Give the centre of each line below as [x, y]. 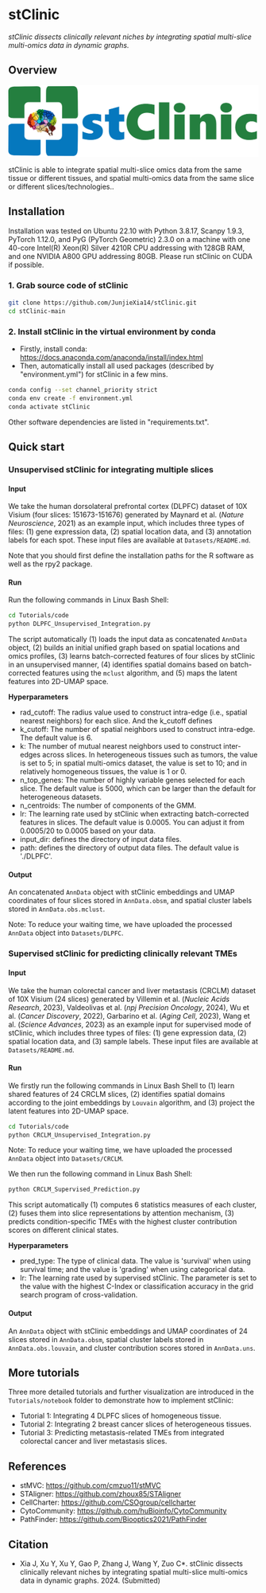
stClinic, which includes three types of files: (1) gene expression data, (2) [127, 1032]
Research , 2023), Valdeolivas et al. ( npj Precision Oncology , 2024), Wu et [129, 1007]
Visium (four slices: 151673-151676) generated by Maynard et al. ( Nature [126, 515]
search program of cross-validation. [79, 1295]
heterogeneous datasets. [60, 797]
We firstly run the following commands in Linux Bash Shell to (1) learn [121, 1086]
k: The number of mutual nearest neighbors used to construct [121, 746]
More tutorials [44, 1373]
